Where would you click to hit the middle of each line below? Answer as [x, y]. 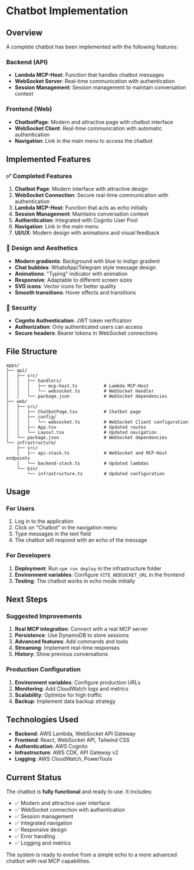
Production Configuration [44, 669]
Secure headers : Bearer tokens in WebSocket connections [86, 333]
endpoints [18, 458]
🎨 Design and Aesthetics [42, 248]
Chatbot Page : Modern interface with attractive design [81, 189]
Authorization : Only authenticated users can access [78, 326]
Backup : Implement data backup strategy [65, 701]
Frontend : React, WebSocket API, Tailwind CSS [72, 740]
